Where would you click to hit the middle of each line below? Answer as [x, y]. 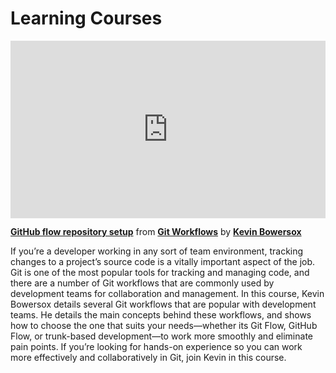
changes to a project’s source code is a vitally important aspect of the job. [163, 262]
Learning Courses [86, 18]
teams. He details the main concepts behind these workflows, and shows [161, 315]
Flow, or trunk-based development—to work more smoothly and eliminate [161, 336]
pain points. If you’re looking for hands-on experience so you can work [156, 347]
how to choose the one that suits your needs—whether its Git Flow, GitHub [164, 326]
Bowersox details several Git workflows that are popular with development [163, 304]
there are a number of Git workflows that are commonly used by [142, 283]
